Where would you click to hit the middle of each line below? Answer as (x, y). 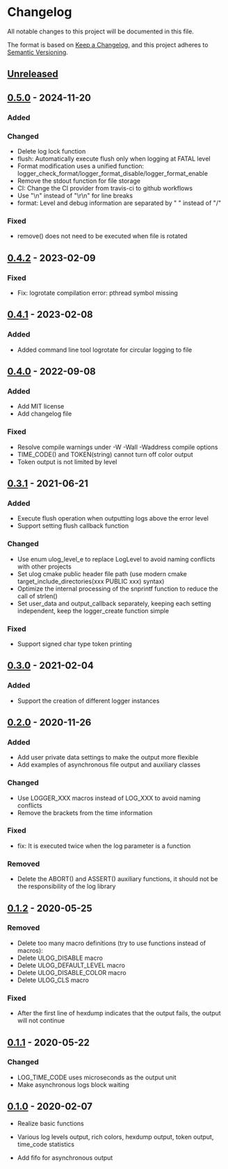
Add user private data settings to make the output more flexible (108, 758)
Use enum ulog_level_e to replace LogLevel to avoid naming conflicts (116, 559)
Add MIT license (41, 407)
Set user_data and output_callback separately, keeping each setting (114, 603)
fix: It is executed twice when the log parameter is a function (104, 846)
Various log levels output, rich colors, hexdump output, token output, (115, 1136)
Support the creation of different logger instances (88, 701)
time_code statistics (46, 1144)
